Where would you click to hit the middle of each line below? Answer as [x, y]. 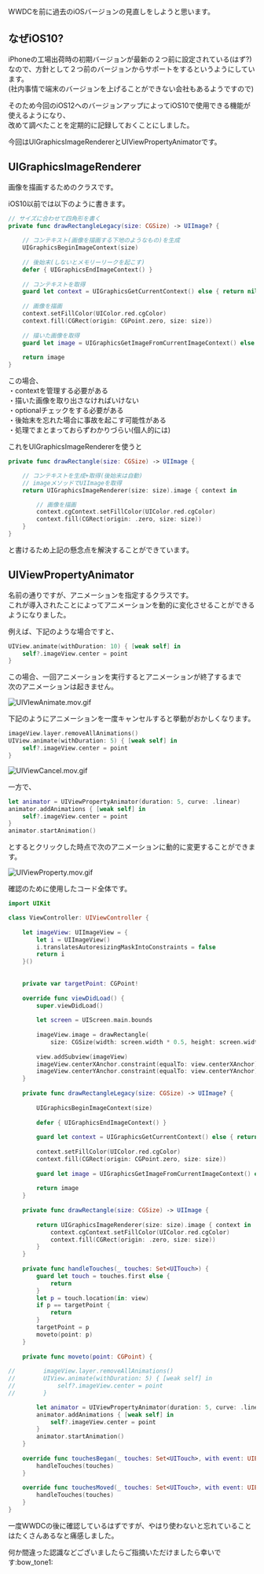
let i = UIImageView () [73, 940]
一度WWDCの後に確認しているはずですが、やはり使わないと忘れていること [130, 1525]
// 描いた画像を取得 [51, 335]
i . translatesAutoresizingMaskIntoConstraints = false [126, 947]
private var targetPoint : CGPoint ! [81, 983]
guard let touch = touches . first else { [103, 1276]
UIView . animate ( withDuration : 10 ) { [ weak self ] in [94, 646]
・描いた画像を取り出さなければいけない [73, 400]
